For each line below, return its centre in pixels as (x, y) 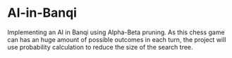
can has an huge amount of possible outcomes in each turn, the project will (117, 39)
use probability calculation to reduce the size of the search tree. (100, 47)
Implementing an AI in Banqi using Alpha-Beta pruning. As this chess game (116, 32)
